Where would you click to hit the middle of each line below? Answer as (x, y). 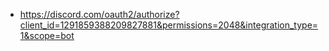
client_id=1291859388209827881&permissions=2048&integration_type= (169, 25)
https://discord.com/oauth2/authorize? (99, 14)
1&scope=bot (47, 35)
